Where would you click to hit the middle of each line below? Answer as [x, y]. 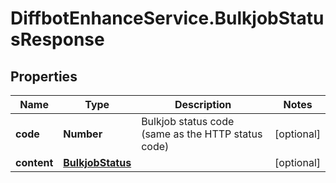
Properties [44, 76]
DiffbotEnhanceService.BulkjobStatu [167, 18]
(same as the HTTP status [202, 134]
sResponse [57, 39]
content [34, 162]
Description [203, 104]
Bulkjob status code [188, 121]
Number [83, 134]
